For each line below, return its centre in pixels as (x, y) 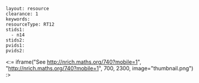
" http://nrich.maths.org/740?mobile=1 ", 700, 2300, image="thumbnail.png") (99, 68)
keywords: (18, 19)
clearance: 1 (22, 14)
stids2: (15, 40)
